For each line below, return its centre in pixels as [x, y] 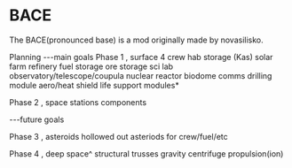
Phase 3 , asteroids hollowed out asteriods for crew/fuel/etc [118, 136]
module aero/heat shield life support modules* [94, 85]
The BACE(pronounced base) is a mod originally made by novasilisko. [136, 40]
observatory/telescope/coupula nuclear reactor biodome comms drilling [141, 75]
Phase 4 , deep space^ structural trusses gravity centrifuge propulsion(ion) [146, 153]
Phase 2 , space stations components [78, 102]
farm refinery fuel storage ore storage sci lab [91, 66]
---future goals [37, 119]
